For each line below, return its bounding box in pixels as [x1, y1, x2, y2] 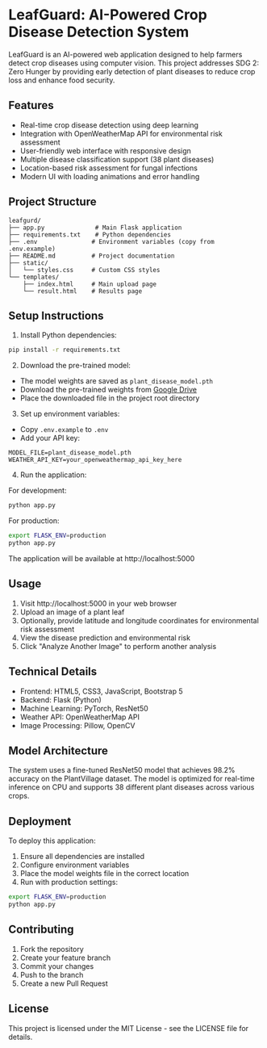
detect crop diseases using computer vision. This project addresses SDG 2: [8, 58, 260, 68]
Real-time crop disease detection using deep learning [19, 119, 199, 130]
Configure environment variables [19, 860, 130, 870]
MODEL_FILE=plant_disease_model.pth [8, 449, 131, 457]
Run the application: [19, 470, 87, 480]
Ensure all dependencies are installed [19, 852, 145, 861]
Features [8, 99, 54, 112]
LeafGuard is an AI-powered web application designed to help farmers [8, 49, 243, 59]
